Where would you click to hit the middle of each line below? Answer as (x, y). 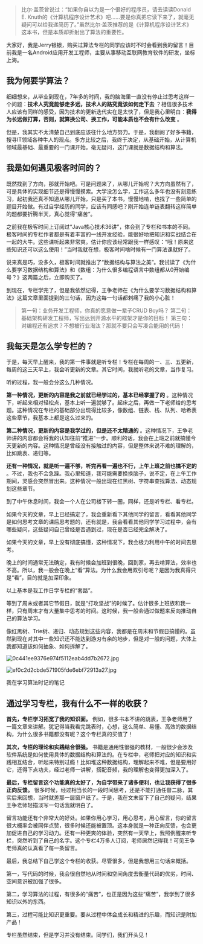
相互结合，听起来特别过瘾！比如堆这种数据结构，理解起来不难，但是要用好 (104, 762)
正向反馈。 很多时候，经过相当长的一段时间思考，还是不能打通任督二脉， (97, 790)
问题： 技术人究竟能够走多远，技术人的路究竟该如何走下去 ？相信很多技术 (102, 104)
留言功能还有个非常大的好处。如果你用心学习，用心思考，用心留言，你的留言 (101, 818)
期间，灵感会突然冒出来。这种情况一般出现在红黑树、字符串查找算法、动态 (99, 481)
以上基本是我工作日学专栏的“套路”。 (51, 590)
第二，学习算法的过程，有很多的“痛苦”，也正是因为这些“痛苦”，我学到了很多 (101, 894)
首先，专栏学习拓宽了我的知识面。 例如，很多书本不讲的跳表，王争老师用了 (100, 719)
